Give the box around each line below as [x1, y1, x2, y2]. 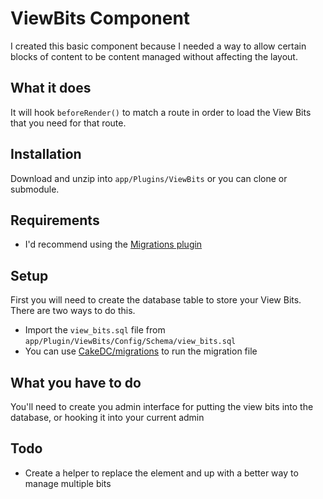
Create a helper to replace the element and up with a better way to [24, 467, 299, 479]
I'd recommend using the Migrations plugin [24, 238, 203, 251]
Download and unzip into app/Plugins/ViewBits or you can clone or [10, 172, 288, 184]
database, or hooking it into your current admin [10, 412, 205, 423]
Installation [10, 146, 82, 163]
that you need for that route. [10, 117, 127, 129]
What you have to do [10, 374, 142, 391]
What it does [10, 80, 92, 97]
